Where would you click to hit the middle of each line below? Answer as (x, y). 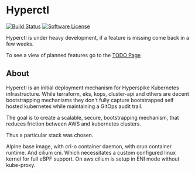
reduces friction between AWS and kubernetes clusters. (74, 124)
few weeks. (20, 44)
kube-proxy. (21, 165)
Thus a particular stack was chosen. (50, 135)
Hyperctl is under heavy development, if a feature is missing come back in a (97, 37)
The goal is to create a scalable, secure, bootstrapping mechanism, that (93, 117)
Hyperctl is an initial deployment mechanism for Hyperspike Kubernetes (93, 88)
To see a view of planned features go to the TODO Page (73, 55)
